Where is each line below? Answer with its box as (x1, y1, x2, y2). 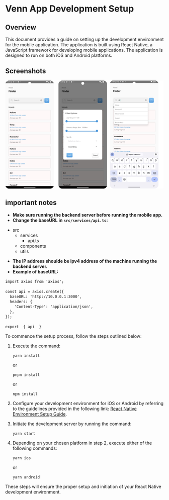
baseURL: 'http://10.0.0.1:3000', (10, 294, 82, 299)
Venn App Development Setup (5, 3, 134, 15)
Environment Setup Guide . (12, 411, 67, 417)
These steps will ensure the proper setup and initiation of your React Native (5, 483, 162, 489)
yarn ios (12, 455, 31, 460)
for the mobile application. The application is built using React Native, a (5, 42, 152, 48)
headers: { (10, 299, 33, 304)
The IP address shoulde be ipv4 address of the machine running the (12, 258, 157, 264)
